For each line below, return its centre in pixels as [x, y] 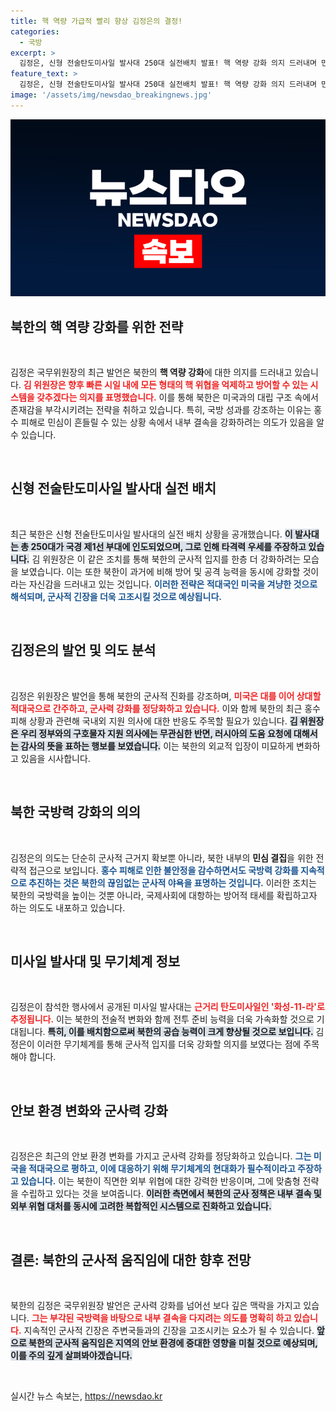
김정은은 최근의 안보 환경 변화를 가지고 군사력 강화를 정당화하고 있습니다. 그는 [161, 1156]
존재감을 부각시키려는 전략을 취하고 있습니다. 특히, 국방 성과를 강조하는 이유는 [161, 410]
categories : [35, 31]
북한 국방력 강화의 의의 [76, 812]
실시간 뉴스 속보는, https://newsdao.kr [86, 1396]
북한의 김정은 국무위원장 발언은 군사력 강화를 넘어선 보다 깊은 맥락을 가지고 [156, 1305]
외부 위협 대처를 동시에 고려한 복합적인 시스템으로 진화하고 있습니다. [141, 1206]
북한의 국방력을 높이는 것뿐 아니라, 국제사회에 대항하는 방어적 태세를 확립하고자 [164, 895]
